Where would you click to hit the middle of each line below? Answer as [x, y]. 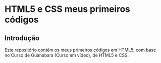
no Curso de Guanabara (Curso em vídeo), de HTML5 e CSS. [67, 55]
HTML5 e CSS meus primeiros [68, 9]
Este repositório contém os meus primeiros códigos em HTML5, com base [80, 50]
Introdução [22, 38]
